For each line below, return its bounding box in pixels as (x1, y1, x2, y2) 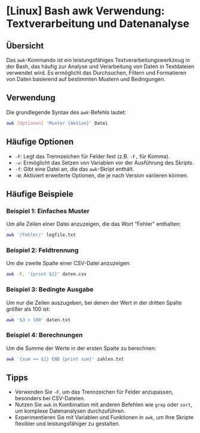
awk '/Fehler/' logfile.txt (6, 232, 76, 238)
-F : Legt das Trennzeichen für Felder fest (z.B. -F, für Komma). (14, 152, 170, 159)
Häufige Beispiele (6, 189, 73, 199)
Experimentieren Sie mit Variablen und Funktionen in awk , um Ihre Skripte (14, 414, 194, 421)
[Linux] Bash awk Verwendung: (6, 4, 165, 18)
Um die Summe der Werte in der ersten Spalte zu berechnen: (6, 345, 156, 352)
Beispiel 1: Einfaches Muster (6, 207, 90, 215)
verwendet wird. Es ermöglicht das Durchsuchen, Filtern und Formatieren (6, 69, 187, 76)
